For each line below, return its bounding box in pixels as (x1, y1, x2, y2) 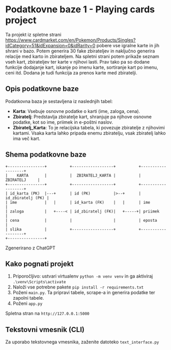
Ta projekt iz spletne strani (5, 31, 62, 37)
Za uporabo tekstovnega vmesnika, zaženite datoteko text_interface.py (5, 339, 159, 345)
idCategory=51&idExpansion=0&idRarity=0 (5, 42, 96, 48)
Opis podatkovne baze (5, 85, 79, 93)
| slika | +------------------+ (5, 227, 116, 232)
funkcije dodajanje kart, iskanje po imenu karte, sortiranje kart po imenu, (5, 64, 158, 70)
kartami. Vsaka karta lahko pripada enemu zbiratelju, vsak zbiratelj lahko (12, 130, 166, 136)
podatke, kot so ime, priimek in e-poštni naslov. (12, 119, 113, 125)
